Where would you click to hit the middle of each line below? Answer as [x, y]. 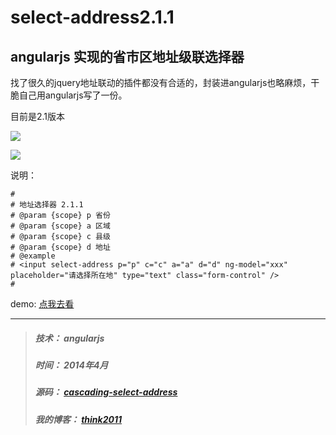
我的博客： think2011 [78, 419]
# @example [33, 256]
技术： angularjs [69, 338]
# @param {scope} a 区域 [60, 226]
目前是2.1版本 [38, 116]
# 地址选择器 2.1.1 [47, 205]
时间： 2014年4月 [71, 365]
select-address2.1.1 [92, 17]
